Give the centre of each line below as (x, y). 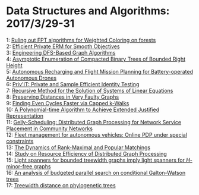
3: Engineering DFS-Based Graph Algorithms (61, 52)
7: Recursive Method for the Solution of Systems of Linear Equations (90, 90)
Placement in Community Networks (50, 128)
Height (14, 65)
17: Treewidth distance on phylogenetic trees (61, 185)
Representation (25, 116)
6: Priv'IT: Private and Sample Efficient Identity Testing (73, 84)
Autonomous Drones (31, 78)
